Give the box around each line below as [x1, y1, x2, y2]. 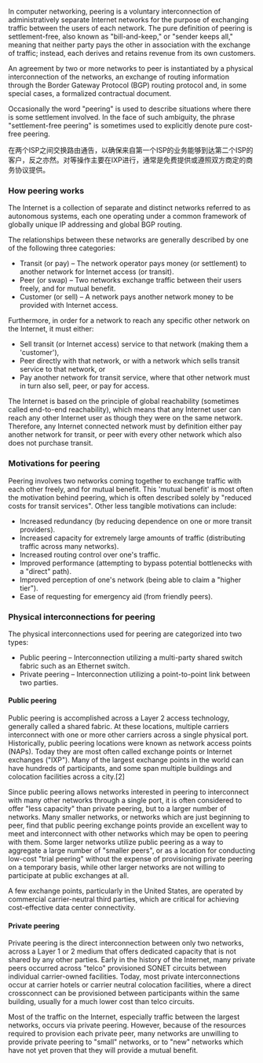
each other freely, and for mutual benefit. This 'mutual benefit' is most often [8, 484, 254, 494]
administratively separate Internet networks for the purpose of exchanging [8, 15, 250, 24]
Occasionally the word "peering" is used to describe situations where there [8, 104, 251, 113]
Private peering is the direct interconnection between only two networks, [8, 939, 244, 948]
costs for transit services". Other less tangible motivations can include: [8, 501, 237, 510]
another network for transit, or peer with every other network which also [8, 430, 242, 439]
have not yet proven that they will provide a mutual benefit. [8, 1046, 199, 1055]
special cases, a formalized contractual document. [8, 89, 172, 98]
